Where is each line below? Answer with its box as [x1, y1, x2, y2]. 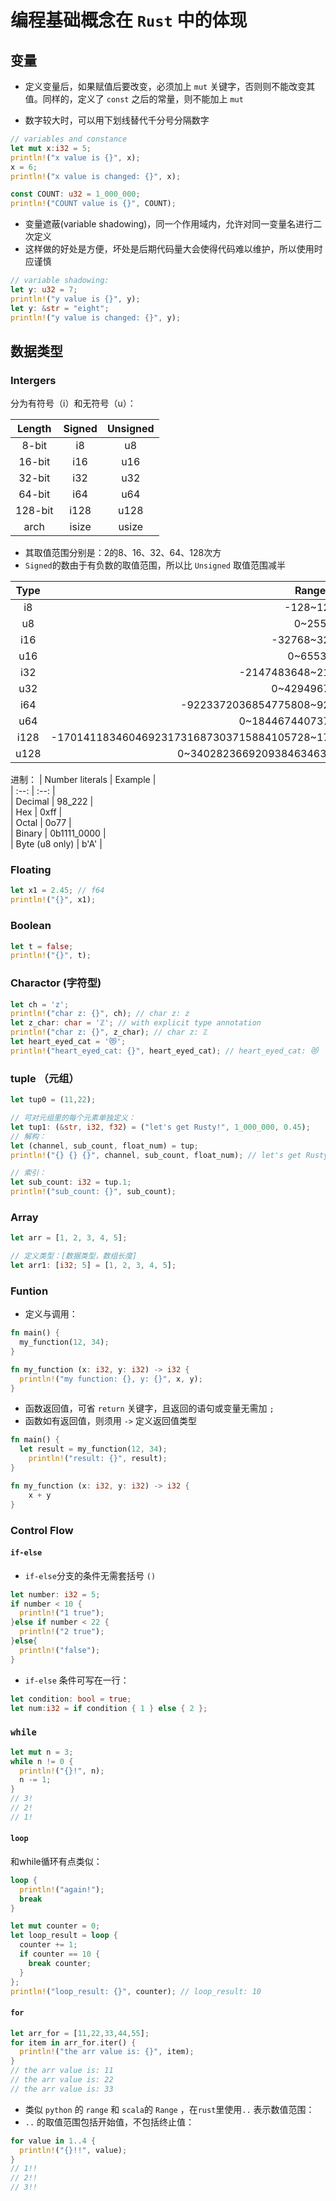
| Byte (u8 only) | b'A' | [10, 838, 103, 850]
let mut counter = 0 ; [10, 1921, 101, 1931]
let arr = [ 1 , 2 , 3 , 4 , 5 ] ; [10, 1233, 128, 1243]
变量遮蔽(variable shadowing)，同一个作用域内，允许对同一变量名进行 [24, 218, 314, 230]
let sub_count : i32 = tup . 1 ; [10, 1177, 132, 1188]
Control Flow [10, 1523, 74, 1537]
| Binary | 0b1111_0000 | [10, 827, 107, 840]
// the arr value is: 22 [10, 2075, 114, 2085]
